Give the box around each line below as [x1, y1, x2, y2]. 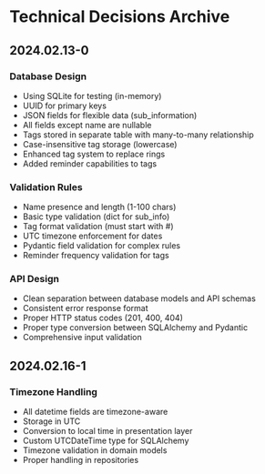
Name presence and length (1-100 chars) [22, 202, 177, 213]
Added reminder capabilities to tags [22, 157, 158, 169]
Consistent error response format [22, 303, 148, 314]
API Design [9, 273, 59, 286]
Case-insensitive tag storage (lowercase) [22, 138, 178, 149]
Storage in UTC [22, 416, 81, 427]
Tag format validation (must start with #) [22, 221, 175, 232]
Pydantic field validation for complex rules [22, 240, 180, 251]
